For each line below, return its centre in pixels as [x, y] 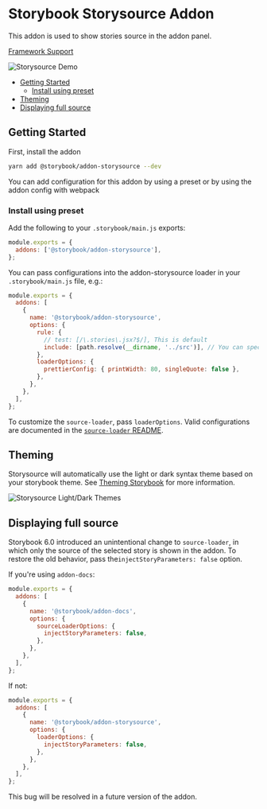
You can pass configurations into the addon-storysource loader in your [124, 272]
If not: [18, 686]
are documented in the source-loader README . [86, 430]
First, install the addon [44, 151]
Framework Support [41, 51]
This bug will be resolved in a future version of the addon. [103, 797]
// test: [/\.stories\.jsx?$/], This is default [126, 340]
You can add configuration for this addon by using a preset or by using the [130, 181]
